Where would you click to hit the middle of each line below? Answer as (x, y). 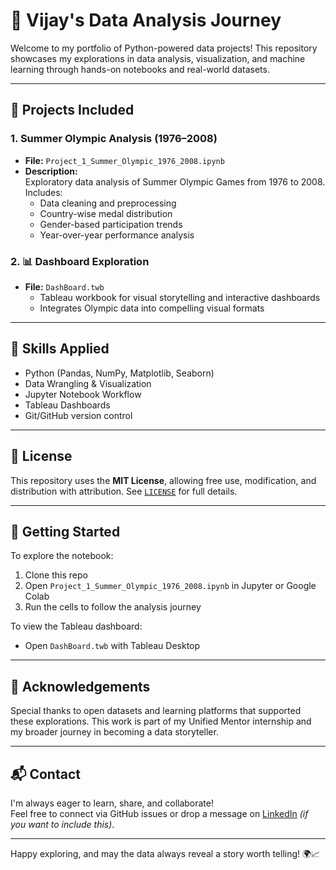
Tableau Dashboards (67, 405)
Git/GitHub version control (78, 415)
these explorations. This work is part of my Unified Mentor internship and (161, 721)
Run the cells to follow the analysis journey (113, 607)
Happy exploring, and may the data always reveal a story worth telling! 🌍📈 (165, 853)
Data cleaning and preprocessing (108, 203)
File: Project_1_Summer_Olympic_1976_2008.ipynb (124, 160)
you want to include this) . (62, 824)
